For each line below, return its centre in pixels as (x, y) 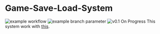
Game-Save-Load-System (59, 8)
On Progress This (138, 21)
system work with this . (27, 26)
